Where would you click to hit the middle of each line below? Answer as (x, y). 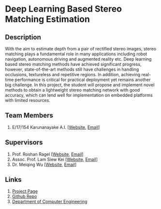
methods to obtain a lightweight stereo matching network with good (73, 90)
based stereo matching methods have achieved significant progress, (73, 64)
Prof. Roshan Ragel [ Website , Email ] (48, 154)
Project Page (25, 191)
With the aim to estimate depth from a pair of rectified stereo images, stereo (80, 49)
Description (23, 37)
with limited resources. (28, 100)
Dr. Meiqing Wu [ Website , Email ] (44, 164)
